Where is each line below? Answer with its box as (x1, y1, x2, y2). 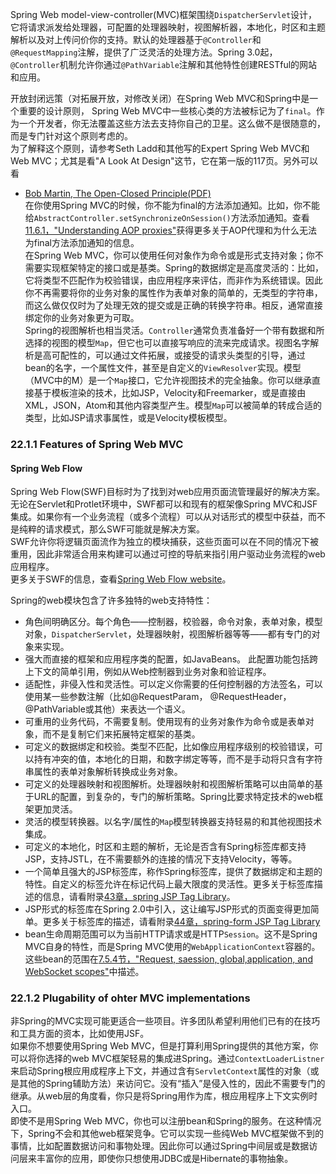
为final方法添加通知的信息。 (24, 237, 140, 248)
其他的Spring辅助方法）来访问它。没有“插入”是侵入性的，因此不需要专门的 (18, 1078, 326, 1090)
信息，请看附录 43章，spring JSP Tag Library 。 (42, 891, 236, 903)
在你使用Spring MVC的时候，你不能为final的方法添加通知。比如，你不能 (24, 199, 321, 211)
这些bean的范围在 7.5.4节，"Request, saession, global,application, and (24, 953, 313, 965)
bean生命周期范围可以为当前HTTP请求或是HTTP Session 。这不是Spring (24, 928, 318, 940)
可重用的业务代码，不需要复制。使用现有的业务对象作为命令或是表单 (24, 716, 306, 728)
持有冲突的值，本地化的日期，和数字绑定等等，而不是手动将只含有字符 (33, 753, 323, 765)
